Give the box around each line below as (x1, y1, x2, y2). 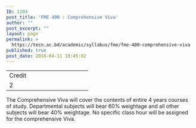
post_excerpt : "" (6, 25, 49, 32)
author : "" (6, 20, 33, 26)
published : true (6, 48, 46, 54)
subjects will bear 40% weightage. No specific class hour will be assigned (6, 108, 189, 116)
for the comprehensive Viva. (6, 115, 76, 122)
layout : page (6, 31, 39, 37)
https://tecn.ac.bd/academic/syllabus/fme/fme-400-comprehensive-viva (11, 42, 191, 48)
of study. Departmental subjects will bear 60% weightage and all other (6, 102, 180, 110)
